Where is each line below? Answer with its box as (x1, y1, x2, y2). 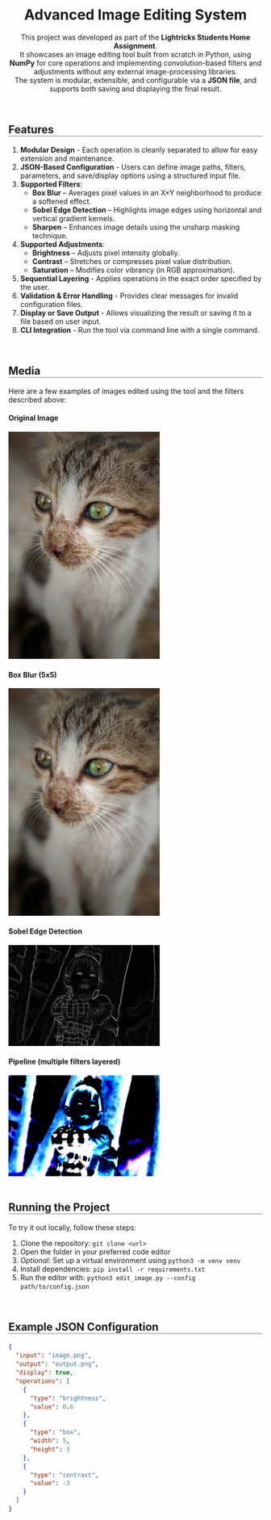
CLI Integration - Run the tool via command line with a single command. (19, 325, 260, 334)
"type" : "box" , (29, 1428, 81, 1437)
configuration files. (19, 299, 83, 309)
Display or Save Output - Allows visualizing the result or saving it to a (19, 308, 252, 317)
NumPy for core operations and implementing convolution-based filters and (9, 58, 262, 68)
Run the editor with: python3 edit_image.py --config (19, 1272, 196, 1282)
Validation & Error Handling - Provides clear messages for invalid (19, 291, 239, 300)
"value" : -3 (29, 1480, 70, 1488)
